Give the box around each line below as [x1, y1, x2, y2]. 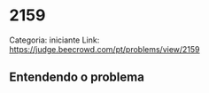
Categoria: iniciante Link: [9, 35, 100, 45]
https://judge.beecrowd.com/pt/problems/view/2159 [9, 43, 201, 54]
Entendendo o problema [9, 70, 144, 85]
